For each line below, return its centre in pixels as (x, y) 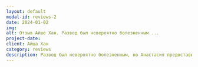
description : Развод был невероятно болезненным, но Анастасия (85, 55)
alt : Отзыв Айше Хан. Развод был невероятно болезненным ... (83, 33)
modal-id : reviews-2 (32, 17)
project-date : (24, 38)
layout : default (26, 11)
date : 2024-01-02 (27, 22)
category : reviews (29, 50)
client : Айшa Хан (27, 44)
